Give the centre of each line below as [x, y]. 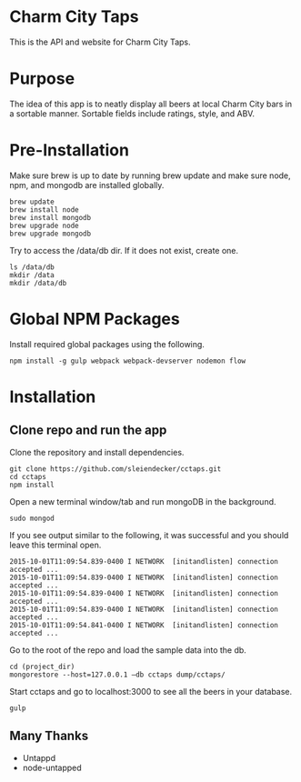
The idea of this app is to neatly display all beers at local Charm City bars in [151, 104]
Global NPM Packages [95, 319]
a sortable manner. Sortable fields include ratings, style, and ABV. [132, 113]
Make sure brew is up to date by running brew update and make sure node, [150, 175]
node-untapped [52, 767]
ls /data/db [32, 267]
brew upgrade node [44, 226]
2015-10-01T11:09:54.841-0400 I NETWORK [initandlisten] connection [144, 625]
